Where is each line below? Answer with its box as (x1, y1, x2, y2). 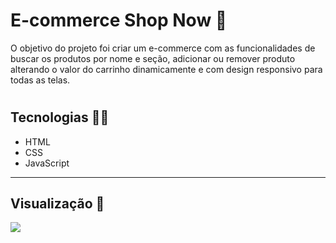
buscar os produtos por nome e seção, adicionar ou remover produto (10, 52, 296, 64)
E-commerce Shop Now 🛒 (10, 9, 228, 32)
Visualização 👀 (10, 195, 105, 212)
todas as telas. (10, 74, 71, 86)
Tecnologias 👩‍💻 (10, 109, 110, 126)
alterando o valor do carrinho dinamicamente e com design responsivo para (10, 63, 323, 75)
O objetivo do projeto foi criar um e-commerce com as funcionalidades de (10, 42, 316, 54)
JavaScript (24, 157, 70, 169)
